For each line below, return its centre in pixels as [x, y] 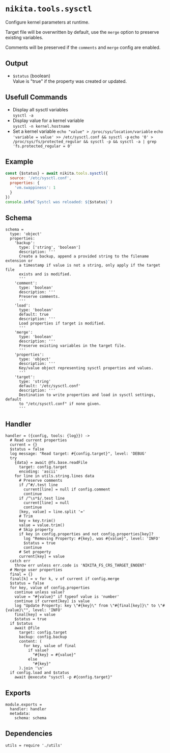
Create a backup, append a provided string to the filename [84, 256]
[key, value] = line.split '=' [52, 512]
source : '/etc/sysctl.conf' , [41, 178]
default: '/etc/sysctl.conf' [50, 386]
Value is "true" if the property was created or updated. [70, 81]
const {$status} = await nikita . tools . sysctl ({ [57, 173]
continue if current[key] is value [52, 601]
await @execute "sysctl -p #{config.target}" [64, 677]
